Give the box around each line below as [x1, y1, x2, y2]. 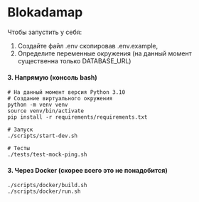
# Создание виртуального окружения [7, 95, 113, 102]
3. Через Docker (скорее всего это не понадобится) [7, 166, 168, 174]
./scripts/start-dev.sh [7, 132, 78, 139]
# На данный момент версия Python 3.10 [7, 89, 126, 96]
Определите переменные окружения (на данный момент [17, 49, 192, 58]
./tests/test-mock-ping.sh [7, 151, 87, 159]
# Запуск [7, 126, 33, 134]
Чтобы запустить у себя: [7, 28, 82, 36]
